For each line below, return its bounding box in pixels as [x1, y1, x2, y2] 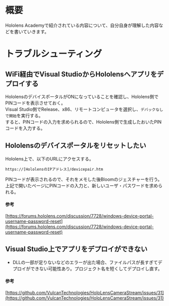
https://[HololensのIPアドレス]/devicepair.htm [5, 167, 103, 172]
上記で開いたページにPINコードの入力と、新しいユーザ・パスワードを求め [5, 182, 158, 188]
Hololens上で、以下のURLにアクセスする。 [5, 156, 94, 162]
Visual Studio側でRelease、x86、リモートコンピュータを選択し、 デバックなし [5, 106, 163, 112]
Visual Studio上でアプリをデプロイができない [5, 245, 148, 253]
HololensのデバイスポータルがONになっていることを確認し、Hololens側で [5, 93, 159, 99]
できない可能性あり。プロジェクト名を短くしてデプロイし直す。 [30, 266, 162, 272]
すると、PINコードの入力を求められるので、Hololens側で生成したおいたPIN [5, 119, 162, 125]
